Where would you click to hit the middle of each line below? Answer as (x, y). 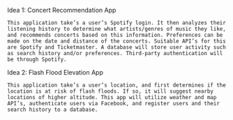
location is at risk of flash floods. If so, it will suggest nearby (111, 91)
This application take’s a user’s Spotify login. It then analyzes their (117, 23)
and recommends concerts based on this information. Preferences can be (115, 35)
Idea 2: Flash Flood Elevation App (55, 72)
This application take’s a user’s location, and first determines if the (117, 85)
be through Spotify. (37, 59)
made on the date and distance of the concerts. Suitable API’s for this (117, 41)
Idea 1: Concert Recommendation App (62, 10)
